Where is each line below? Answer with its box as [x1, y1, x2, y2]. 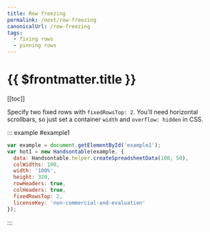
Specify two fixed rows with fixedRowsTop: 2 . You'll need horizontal [7, 107, 198, 116]
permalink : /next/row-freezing [7, 17, 97, 23]
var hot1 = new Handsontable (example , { [7, 148, 125, 155]
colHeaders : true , [13, 187, 67, 193]
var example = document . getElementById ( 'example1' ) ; [7, 142, 161, 149]
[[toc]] [7, 94, 25, 103]
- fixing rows [13, 36, 54, 43]
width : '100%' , [13, 167, 57, 174]
